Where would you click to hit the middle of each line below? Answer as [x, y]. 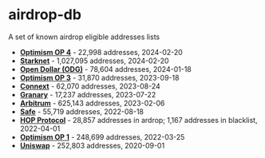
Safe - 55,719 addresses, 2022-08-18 [82, 111]
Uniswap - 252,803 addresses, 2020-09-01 [92, 145]
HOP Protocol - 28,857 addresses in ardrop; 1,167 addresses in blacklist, [138, 120]
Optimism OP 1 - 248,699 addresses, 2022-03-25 [102, 136]
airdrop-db [45, 15]
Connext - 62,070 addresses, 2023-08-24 [90, 86]
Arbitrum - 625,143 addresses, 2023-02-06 [92, 103]
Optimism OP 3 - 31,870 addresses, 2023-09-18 [99, 77]
